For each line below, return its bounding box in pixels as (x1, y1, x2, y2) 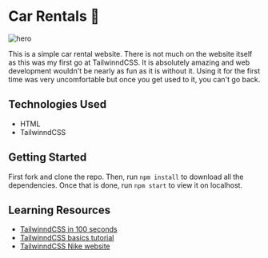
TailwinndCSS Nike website (19, 241, 110, 251)
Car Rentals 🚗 (8, 7, 100, 26)
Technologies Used (8, 97, 106, 111)
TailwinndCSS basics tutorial (19, 233, 114, 243)
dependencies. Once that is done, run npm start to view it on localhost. (8, 180, 242, 190)
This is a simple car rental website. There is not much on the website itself (8, 49, 253, 58)
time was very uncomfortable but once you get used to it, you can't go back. (8, 74, 261, 84)
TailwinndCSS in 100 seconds (19, 224, 118, 234)
